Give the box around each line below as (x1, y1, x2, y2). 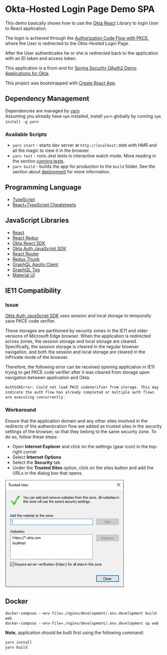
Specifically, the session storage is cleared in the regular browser (5, 344, 139, 350)
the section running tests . (12, 158, 65, 164)
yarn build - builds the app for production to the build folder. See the (12, 163, 156, 169)
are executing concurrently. (5, 395, 66, 400)
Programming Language (5, 183, 82, 192)
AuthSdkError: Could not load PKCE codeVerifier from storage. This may (5, 385, 159, 390)
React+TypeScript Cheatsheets (12, 201, 76, 208)
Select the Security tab (12, 459, 61, 465)
